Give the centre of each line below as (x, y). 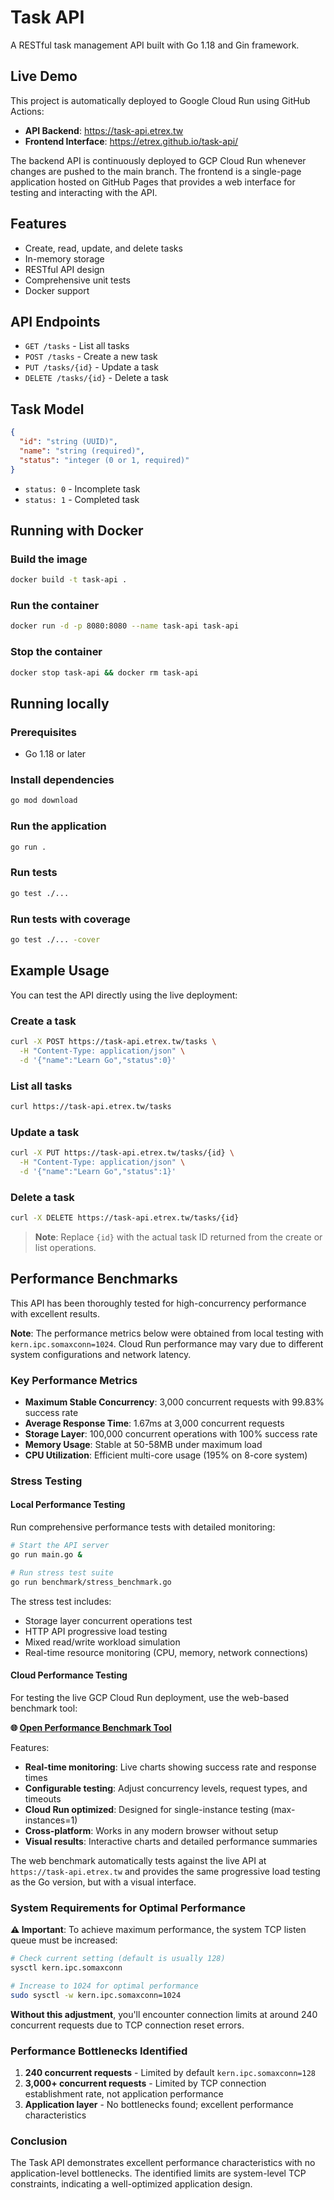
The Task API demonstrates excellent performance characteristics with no (163, 2163)
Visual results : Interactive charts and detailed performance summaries (171, 1841)
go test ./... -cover (55, 939)
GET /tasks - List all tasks (77, 346)
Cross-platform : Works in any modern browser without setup (151, 1830)
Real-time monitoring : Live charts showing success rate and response (170, 1767)
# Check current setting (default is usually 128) (118, 1959)
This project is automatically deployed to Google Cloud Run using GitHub (160, 100)
